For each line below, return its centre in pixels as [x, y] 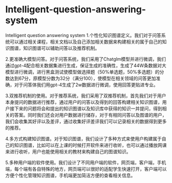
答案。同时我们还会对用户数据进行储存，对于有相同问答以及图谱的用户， [90, 115]
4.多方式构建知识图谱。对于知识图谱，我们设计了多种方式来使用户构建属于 [84, 139]
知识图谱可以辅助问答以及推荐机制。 [61, 48]
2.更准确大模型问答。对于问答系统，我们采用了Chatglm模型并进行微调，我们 [86, 59]
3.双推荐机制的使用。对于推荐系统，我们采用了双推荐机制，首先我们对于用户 [86, 96]
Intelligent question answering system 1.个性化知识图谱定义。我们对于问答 [83, 35]
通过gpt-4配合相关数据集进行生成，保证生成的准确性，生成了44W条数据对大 [86, 65]
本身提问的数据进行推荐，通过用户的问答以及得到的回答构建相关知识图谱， [84, 102]
